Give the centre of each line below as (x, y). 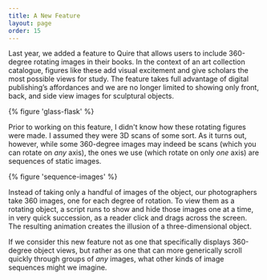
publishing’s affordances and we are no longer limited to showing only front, (133, 87)
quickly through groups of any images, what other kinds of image (116, 259)
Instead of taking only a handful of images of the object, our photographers (133, 193)
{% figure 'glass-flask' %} (51, 112)
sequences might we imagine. (58, 268)
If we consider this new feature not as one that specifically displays (119, 242)
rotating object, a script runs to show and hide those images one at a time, (131, 209)
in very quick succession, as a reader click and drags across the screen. (127, 218)
